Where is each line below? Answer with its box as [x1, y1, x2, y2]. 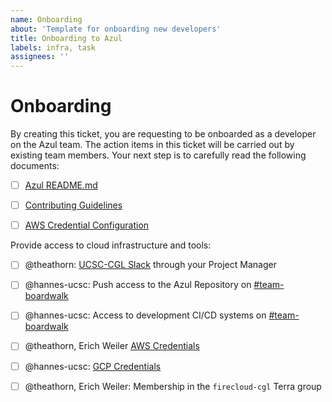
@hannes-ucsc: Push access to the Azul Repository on [24, 279, 252, 291]
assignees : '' [10, 52, 70, 62]
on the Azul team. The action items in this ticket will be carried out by [10, 139, 295, 151]
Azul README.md [24, 179, 98, 191]
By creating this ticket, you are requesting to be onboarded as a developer [10, 128, 317, 140]
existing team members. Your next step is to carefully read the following [10, 149, 307, 161]
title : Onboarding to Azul [10, 33, 123, 43]
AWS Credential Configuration [24, 219, 150, 231]
